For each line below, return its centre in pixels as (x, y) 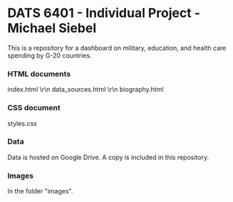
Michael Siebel (52, 28)
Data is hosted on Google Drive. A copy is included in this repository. (108, 157)
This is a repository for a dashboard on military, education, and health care (117, 48)
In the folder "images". (40, 191)
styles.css (22, 123)
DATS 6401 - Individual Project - (104, 13)
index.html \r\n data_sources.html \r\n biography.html (86, 90)
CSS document (34, 108)
